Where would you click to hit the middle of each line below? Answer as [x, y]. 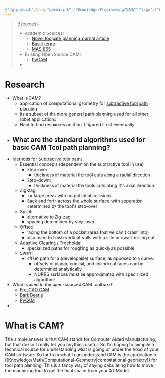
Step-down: [39, 180]
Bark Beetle [31, 295]
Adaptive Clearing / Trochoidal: [51, 243]
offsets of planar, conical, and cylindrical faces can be [89, 264]
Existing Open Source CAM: [53, 54]
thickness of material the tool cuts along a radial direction [92, 175]
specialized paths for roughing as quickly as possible [81, 248]
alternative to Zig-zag [49, 217]
